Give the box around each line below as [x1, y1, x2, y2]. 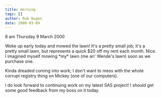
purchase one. [5, 58, 34, 64]
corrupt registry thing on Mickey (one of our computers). [5, 73, 118, 79]
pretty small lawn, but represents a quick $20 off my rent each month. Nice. [5, 48, 157, 54]
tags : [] [5, 12, 23, 16]
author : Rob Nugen [5, 16, 42, 21]
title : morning [5, 7, 36, 12]
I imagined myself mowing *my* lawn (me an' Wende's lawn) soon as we [5, 54, 151, 59]
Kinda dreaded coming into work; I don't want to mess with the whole [5, 68, 144, 74]
